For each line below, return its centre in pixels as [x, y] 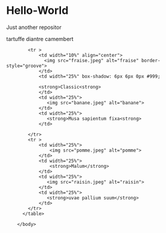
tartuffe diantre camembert [40, 39]
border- [151, 60]
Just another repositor [34, 27]
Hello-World [37, 11]
